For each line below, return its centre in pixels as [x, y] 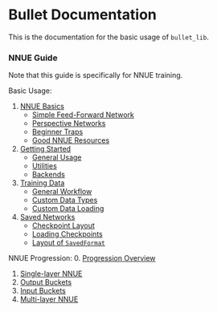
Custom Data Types [65, 200]
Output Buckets [46, 282]
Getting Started [45, 149]
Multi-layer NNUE [49, 299]
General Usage [57, 157]
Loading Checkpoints [67, 234]
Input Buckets [43, 291]
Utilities [45, 166]
